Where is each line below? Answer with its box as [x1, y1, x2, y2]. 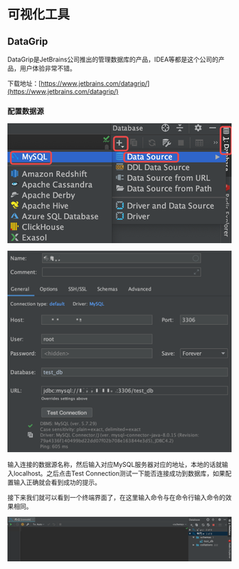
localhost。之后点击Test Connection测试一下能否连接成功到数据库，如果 [13, 469, 225, 478]
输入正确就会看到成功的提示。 [13, 478, 101, 487]
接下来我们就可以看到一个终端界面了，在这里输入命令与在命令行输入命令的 [7, 493, 225, 502]
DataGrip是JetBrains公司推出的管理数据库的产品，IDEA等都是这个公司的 [7, 55, 219, 63]
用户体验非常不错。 [19, 64, 76, 72]
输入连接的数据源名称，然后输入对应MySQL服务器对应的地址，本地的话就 [7, 461, 223, 469]
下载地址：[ [7, 79, 41, 88]
